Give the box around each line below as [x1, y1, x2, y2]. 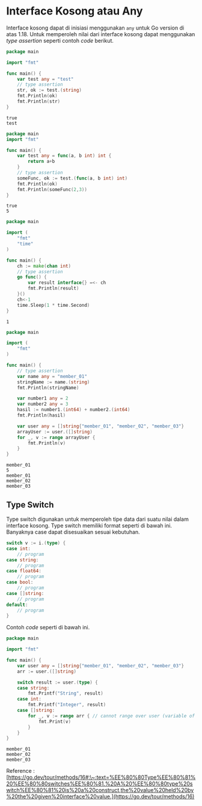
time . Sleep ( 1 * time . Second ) [17, 302, 90, 308]
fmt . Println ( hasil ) [17, 412, 66, 418]
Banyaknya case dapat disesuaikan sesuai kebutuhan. [6, 529, 140, 535]
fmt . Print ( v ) [38, 719, 71, 725]
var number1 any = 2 [17, 395, 69, 401]
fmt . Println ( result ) [28, 285, 79, 292]
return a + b [28, 159, 55, 165]
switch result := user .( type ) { [17, 679, 98, 685]
